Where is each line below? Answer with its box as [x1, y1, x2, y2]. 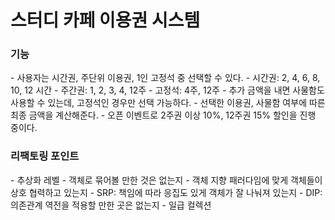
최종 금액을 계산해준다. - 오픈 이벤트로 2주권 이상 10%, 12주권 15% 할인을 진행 [10, 109, 317, 121]
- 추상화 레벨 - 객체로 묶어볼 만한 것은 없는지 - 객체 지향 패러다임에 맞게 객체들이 [10, 174, 323, 186]
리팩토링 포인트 [10, 149, 80, 163]
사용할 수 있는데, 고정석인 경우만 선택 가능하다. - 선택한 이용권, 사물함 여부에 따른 [10, 97, 326, 109]
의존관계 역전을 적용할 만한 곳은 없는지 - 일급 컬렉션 [10, 199, 212, 211]
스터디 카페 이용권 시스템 [10, 9, 201, 32]
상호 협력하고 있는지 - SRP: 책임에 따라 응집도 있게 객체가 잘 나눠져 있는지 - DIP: [10, 186, 323, 198]
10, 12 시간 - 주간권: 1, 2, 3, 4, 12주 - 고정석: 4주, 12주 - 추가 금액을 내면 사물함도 [10, 84, 325, 96]
